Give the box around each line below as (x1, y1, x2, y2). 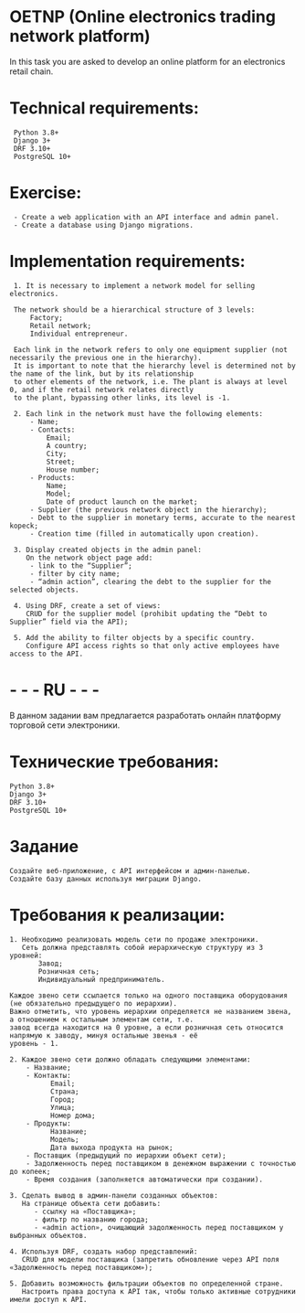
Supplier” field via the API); (9, 617, 129, 626)
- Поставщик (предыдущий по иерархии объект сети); (26, 1150, 226, 1160)
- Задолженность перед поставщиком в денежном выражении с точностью (26, 1158, 297, 1168)
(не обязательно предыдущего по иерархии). (9, 998, 178, 1008)
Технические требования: (9, 752, 219, 772)
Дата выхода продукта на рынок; (49, 1143, 174, 1152)
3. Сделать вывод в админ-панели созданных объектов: (9, 1190, 219, 1200)
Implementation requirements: (9, 251, 246, 272)
